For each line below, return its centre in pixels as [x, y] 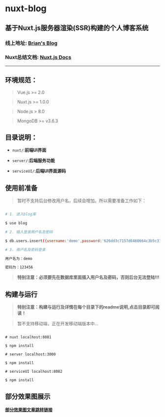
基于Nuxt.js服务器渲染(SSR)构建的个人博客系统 [77, 28]
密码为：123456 [19, 267]
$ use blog [16, 223]
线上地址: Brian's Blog [31, 43]
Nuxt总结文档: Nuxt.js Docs [38, 57]
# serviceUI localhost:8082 [34, 372]
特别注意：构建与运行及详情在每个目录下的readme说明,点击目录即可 [86, 307]
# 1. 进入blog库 [21, 214]
